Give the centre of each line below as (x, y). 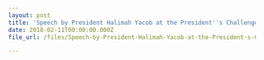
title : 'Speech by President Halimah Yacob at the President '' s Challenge (133, 23)
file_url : (24, 37)
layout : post (29, 15)
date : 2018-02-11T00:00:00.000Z (61, 30)
